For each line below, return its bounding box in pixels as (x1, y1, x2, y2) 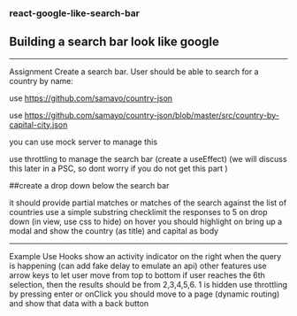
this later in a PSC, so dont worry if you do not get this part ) (9, 163, 228, 173)
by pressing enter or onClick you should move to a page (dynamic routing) (9, 289, 280, 299)
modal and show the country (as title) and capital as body (9, 225, 219, 236)
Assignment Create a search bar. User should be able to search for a (9, 66, 259, 77)
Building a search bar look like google (9, 35, 219, 50)
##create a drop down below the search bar (9, 180, 170, 190)
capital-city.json (9, 119, 68, 130)
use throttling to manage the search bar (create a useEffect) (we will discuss (9, 153, 287, 164)
